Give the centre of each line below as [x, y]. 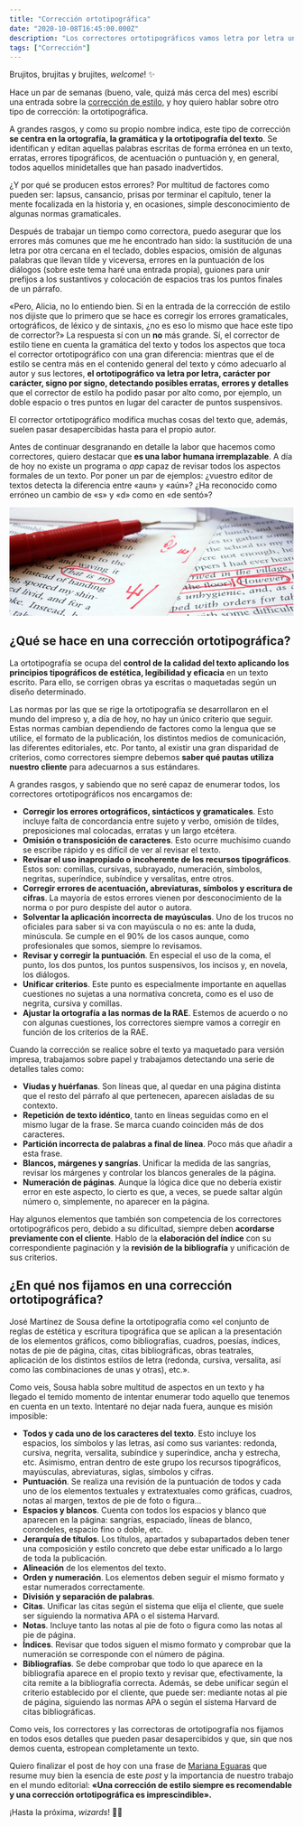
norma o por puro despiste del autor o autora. [107, 907]
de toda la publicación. [65, 1558]
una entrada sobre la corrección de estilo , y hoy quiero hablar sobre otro [144, 102]
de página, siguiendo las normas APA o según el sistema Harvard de [149, 1701]
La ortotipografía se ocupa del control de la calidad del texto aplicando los [150, 663]
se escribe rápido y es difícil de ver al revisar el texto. [121, 850]
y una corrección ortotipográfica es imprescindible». [110, 1794]
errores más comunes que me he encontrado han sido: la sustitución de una [151, 241]
